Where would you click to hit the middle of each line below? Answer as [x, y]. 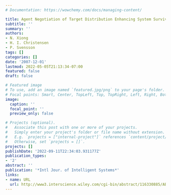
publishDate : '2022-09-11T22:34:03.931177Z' [53, 151]
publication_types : [26, 156]
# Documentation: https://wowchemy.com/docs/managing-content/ [74, 10]
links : [12, 175]
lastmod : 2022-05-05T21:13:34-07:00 [44, 67]
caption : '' [23, 104]
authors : [15, 34]
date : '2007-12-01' [26, 62]
